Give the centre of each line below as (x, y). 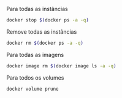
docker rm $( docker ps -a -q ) (45, 43)
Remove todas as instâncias (42, 32)
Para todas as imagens (35, 55)
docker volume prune (33, 89)
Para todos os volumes (35, 77)
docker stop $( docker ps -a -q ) (48, 20)
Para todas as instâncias (37, 9)
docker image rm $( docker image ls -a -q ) (61, 66)
